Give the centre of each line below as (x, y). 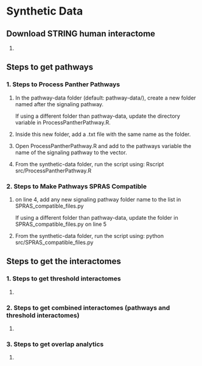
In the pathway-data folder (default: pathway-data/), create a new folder (106, 98)
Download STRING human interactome (81, 34)
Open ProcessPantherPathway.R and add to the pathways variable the (103, 146)
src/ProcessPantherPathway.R (53, 171)
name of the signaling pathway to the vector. (71, 152)
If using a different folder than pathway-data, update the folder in (96, 217)
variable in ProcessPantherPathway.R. (63, 122)
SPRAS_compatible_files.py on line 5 (61, 224)
